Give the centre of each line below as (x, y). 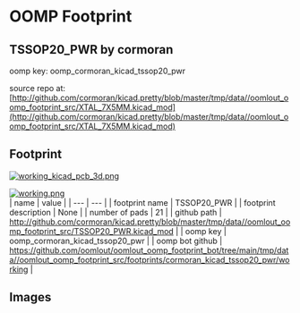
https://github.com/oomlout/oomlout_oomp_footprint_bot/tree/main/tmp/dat (149, 250)
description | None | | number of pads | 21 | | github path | (116, 212)
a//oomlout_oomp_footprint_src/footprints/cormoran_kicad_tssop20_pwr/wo (150, 259)
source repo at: (37, 88)
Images (30, 297)
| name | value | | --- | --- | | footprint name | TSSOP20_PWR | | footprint (142, 202)
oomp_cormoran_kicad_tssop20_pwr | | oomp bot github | (116, 241)
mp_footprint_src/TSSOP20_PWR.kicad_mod (92, 231)
